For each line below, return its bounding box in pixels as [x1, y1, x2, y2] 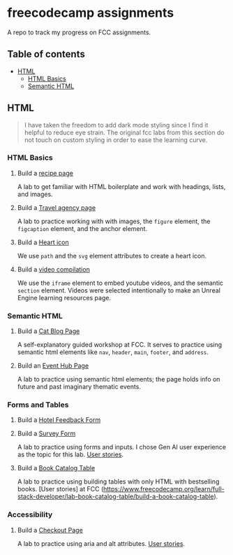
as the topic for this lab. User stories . [17, 450, 124, 459]
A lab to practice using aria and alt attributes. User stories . [17, 539, 186, 547]
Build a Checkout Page [17, 526, 84, 534]
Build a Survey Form [17, 429, 76, 438]
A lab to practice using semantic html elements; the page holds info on [17, 375, 220, 384]
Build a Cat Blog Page [17, 327, 80, 335]
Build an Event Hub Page [17, 362, 89, 370]
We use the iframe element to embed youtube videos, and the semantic [17, 279, 224, 287]
